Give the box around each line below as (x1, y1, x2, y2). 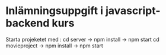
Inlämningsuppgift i (5, 4, 104, 18)
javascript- (105, 4, 161, 18)
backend (5, 16, 50, 30)
